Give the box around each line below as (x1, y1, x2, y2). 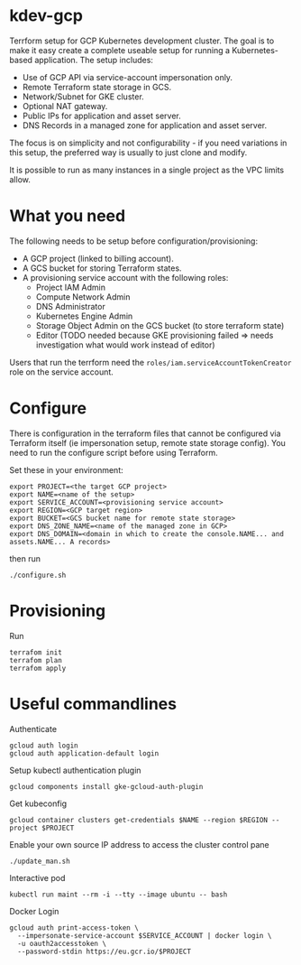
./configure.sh (9, 571, 67, 580)
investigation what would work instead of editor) (35, 339, 215, 350)
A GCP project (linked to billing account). (22, 253, 174, 264)
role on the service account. (9, 367, 114, 377)
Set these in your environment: (9, 464, 123, 475)
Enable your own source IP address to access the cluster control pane (9, 839, 270, 849)
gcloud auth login (9, 741, 78, 750)
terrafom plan (9, 655, 63, 664)
